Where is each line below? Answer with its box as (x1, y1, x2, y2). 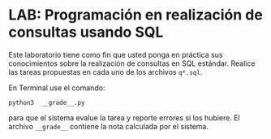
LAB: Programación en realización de (8, 6, 264, 24)
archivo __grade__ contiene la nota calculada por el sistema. (8, 121, 209, 131)
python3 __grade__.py (8, 98, 85, 106)
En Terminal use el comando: (8, 83, 105, 93)
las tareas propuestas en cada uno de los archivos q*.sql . (8, 67, 203, 76)
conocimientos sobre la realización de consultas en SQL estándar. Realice (8, 59, 256, 68)
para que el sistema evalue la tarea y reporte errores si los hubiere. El (8, 112, 241, 123)
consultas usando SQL (8, 23, 164, 41)
